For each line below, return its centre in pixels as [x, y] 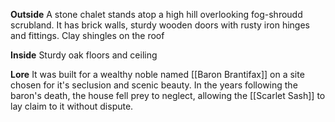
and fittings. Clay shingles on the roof [87, 35]
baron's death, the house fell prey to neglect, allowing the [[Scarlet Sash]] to [168, 95]
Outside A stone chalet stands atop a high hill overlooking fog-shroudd [156, 14]
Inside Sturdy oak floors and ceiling [84, 55]
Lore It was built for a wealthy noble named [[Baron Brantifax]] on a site [157, 74]
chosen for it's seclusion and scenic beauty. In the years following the [154, 85]
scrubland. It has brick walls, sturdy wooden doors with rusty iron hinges [160, 25]
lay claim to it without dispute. [72, 106]
